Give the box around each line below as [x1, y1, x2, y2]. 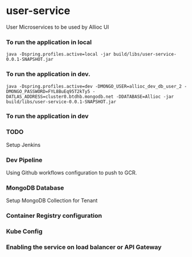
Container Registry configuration [6, 212, 102, 220]
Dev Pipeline [6, 156, 43, 164]
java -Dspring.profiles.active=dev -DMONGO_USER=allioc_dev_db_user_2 [6, 83, 182, 89]
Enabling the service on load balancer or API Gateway [6, 243, 162, 251]
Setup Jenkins [6, 141, 41, 148]
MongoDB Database [6, 183, 64, 191]
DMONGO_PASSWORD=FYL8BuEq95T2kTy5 [6, 88, 91, 94]
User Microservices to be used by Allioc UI [6, 23, 109, 30]
